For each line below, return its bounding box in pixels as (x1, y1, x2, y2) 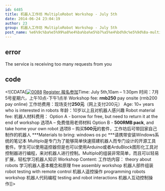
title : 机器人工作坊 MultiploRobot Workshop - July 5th (5, 12, 117, 17)
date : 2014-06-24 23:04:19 (5, 16, 60, 21)
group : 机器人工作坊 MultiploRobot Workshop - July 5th (5, 25, 117, 30)
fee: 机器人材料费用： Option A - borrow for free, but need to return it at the (5, 113, 158, 119)
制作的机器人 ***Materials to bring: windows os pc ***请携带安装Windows (5, 132, 155, 138)
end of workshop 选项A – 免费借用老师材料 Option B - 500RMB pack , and (5, 119, 154, 125)
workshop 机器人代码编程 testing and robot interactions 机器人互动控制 (5, 174, 149, 180)
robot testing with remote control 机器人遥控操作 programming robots (5, 168, 146, 174)
